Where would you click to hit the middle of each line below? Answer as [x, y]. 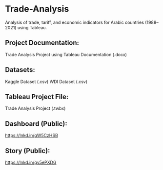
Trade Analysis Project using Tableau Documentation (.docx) [66, 54]
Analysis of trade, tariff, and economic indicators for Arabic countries [74, 22]
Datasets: [20, 70]
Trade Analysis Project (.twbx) [35, 108]
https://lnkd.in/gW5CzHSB [32, 136]
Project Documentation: [42, 43]
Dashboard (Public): [36, 124]
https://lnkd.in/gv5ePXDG [31, 162]
